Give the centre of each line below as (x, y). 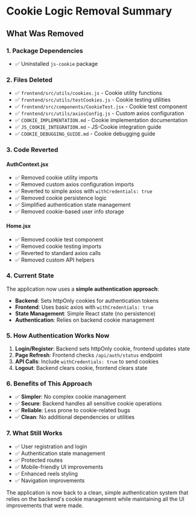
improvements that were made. (45, 505)
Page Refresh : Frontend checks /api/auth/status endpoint (89, 355)
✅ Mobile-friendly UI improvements (59, 467)
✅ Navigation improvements (50, 480)
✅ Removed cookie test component (59, 239)
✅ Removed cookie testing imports (58, 246)
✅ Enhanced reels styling (46, 473)
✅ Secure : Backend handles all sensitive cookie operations (88, 404)
